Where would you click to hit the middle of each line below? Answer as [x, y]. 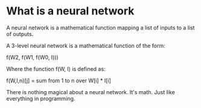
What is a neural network [70, 11]
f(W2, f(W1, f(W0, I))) [32, 57]
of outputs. [20, 34]
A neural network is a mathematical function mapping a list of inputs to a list [101, 28]
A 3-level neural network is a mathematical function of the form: [86, 46]
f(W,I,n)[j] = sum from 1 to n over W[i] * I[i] [59, 80]
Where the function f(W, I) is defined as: [56, 69]
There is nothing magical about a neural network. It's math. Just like [91, 92]
